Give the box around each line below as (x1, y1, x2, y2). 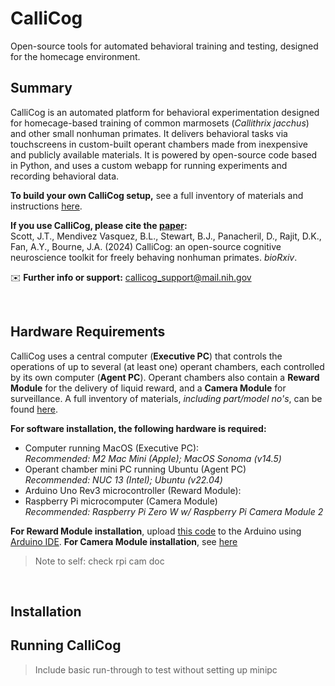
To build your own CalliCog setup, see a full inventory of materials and (10, 189, 304, 201)
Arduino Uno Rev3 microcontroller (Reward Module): (24, 484, 242, 496)
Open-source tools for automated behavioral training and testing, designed (10, 40, 319, 52)
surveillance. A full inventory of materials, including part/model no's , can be (10, 392, 323, 404)
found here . (10, 403, 58, 415)
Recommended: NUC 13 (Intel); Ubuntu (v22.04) (24, 473, 223, 486)
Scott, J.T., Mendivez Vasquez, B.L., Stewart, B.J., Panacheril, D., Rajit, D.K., (10, 230, 322, 242)
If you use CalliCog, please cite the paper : (10, 219, 188, 231)
